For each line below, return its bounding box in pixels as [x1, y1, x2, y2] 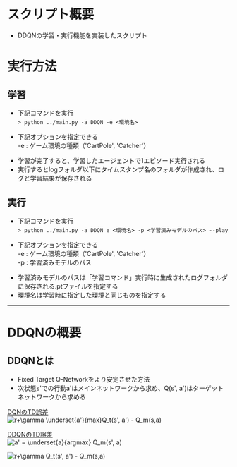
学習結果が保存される [30, 174, 92, 182]
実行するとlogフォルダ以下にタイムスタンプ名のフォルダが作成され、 [17, 165, 219, 174]
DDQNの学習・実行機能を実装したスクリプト [17, 31, 148, 40]
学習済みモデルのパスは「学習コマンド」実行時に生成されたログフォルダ [17, 273, 228, 281]
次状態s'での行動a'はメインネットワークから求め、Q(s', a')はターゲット [17, 384, 224, 392]
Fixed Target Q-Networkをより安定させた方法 [17, 375, 150, 383]
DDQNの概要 [7, 325, 82, 341]
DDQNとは [7, 355, 54, 367]
